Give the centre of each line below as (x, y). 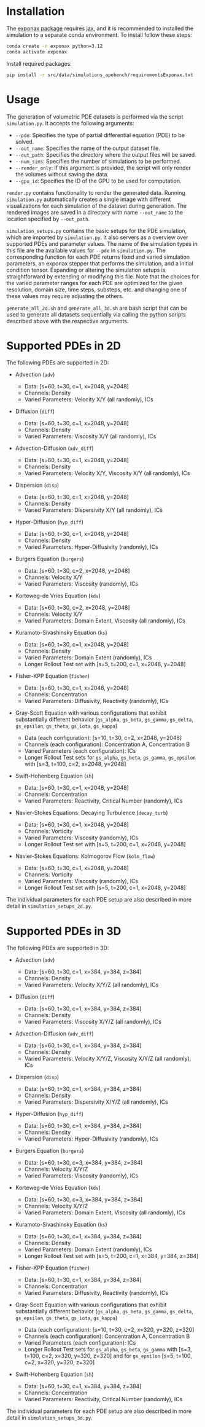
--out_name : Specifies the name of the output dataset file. (88, 148)
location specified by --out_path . (48, 219)
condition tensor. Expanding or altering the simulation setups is (86, 270)
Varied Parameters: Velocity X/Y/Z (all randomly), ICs (91, 985)
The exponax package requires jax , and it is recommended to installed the (100, 28)
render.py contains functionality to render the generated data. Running (96, 192)
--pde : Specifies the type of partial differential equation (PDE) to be (100, 135)
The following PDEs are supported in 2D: (58, 363)
